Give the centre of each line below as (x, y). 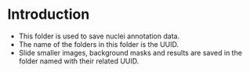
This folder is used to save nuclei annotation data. (99, 36)
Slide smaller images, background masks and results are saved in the (130, 52)
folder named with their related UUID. (79, 61)
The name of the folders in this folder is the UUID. (99, 44)
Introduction (49, 14)
